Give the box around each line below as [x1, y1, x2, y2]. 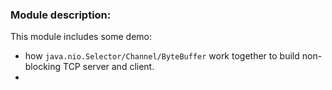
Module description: [10, 8, 112, 22]
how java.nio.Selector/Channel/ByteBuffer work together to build [24, 50, 300, 62]
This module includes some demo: [10, 31, 152, 43]
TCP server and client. [63, 61, 155, 73]
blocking [24, 61, 62, 73]
